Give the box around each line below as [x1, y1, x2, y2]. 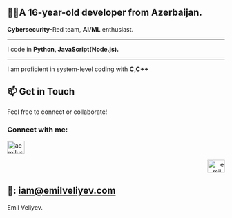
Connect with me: [7, 125, 68, 135]
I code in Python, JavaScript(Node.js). [7, 45, 119, 53]
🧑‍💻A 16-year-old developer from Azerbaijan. [7, 7, 202, 19]
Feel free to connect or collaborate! [7, 108, 108, 116]
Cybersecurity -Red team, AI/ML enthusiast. [7, 25, 134, 33]
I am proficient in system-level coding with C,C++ [7, 65, 149, 73]
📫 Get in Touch [7, 86, 75, 97]
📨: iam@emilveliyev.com [7, 185, 116, 197]
